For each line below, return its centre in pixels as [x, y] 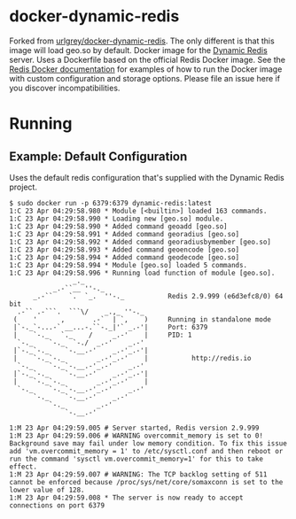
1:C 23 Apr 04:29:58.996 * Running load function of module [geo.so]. [142, 273]
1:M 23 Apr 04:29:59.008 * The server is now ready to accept [126, 498]
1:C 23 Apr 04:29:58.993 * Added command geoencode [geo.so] [125, 250]
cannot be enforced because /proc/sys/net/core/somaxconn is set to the [146, 482]
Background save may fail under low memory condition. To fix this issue [148, 443]
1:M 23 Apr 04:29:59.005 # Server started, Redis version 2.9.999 [134, 428]
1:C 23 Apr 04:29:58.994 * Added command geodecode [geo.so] [125, 257]
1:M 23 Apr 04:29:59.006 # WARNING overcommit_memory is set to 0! [136, 436]
